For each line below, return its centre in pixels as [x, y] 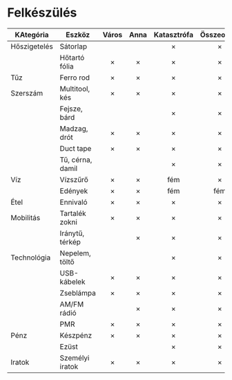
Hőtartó [72, 57]
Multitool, [75, 89]
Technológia [31, 257]
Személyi [75, 358]
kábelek [72, 282]
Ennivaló [74, 202]
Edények [74, 190]
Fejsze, [71, 109]
